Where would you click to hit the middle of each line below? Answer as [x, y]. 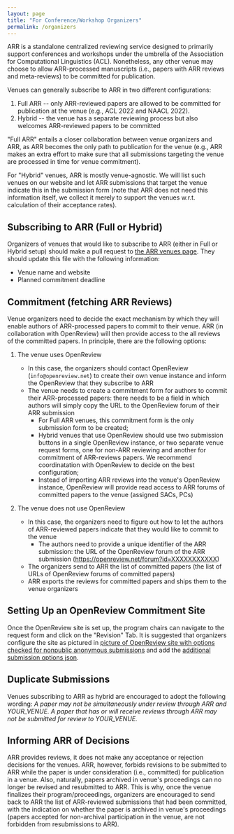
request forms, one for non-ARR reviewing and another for [122, 450]
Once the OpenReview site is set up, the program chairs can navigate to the [116, 627]
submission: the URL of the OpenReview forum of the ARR [122, 551]
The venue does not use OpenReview [71, 508]
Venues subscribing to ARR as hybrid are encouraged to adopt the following [116, 696]
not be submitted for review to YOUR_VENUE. [72, 718]
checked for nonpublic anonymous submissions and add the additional [109, 650]
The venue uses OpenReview [59, 355]
